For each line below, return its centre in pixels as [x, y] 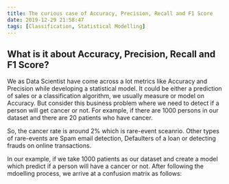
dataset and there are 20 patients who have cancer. [80, 118]
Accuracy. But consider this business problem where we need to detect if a [113, 103]
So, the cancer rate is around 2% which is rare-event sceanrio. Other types [113, 131]
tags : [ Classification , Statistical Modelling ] [76, 26]
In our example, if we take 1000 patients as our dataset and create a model [112, 159]
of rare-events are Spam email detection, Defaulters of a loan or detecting [111, 139]
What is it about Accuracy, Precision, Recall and [111, 54]
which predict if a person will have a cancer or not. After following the [106, 166]
